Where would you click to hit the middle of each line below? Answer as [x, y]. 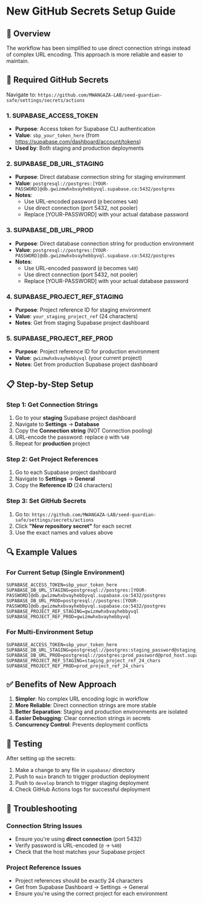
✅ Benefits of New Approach [61, 684]
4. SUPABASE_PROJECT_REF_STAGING [65, 296]
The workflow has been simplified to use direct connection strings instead [98, 48]
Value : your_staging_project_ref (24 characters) [76, 316]
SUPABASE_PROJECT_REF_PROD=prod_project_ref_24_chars [76, 666]
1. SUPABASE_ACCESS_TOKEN [52, 115]
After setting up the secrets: [41, 758]
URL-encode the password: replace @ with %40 [72, 437]
